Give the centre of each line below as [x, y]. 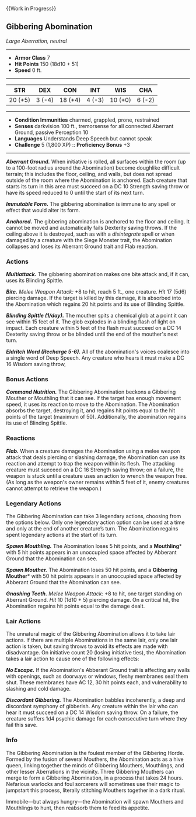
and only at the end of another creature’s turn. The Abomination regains [92, 528]
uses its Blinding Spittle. [35, 281]
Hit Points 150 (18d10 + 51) [46, 64]
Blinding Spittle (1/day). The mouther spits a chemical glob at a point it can [97, 316]
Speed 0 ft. [28, 70]
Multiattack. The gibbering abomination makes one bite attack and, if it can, [98, 274]
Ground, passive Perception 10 [51, 132]
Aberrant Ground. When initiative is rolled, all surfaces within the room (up [96, 161]
